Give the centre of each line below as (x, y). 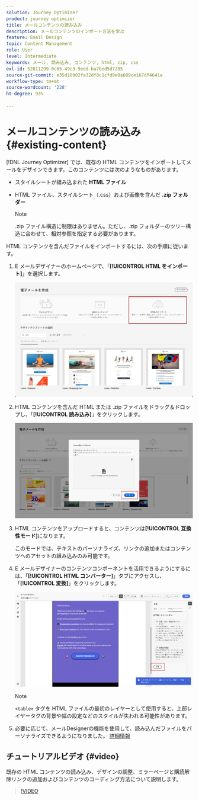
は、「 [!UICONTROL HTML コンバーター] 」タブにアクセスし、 (90, 575)
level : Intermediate (32, 56)
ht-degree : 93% (25, 94)
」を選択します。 (43, 273)
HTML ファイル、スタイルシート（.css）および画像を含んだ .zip (93, 194)
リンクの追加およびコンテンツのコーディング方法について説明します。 (96, 779)
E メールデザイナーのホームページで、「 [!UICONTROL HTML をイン (96, 266)
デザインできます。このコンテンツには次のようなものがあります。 (102, 169)
